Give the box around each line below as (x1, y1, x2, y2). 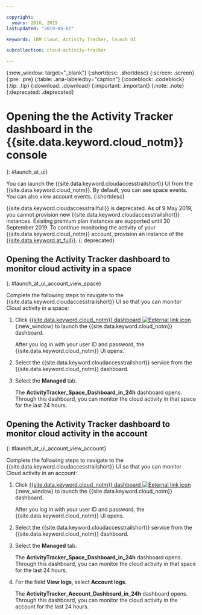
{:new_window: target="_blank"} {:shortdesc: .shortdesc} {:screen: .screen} (6, 69, 195, 76)
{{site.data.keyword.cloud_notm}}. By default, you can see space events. (6, 186, 188, 194)
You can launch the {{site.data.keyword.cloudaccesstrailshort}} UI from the (6, 180, 193, 188)
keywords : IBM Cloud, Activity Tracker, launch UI (6, 36, 136, 42)
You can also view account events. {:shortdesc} (6, 193, 125, 200)
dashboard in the (6, 122, 93, 136)
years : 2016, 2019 (11, 19, 58, 26)
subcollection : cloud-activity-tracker (6, 47, 107, 53)
